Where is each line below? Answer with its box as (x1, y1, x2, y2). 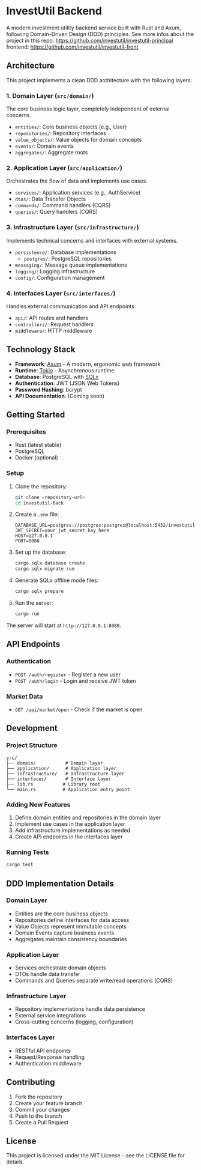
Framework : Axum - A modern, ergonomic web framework (14, 360, 161, 368)
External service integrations (14, 1012, 86, 1019)
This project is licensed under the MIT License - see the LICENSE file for (6, 1152, 185, 1159)
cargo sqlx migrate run (14, 566, 75, 572)
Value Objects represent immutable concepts (14, 923, 127, 930)
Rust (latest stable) (14, 441, 62, 449)
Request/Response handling (14, 1053, 85, 1061)
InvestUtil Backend (6, 4, 102, 18)
